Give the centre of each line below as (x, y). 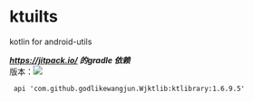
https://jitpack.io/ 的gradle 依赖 (70, 60)
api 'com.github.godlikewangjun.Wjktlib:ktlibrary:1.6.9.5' (129, 88)
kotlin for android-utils (51, 42)
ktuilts (34, 17)
